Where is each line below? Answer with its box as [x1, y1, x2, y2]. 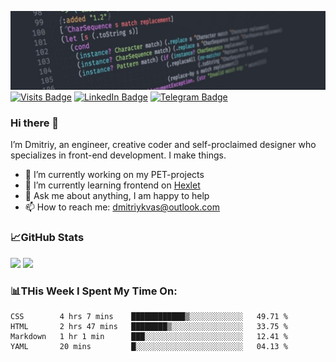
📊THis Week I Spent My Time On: [10, 284, 178, 298]
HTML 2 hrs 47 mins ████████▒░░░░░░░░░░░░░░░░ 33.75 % [10, 321, 288, 331]
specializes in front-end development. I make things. [10, 149, 227, 161]
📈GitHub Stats [10, 231, 85, 245]
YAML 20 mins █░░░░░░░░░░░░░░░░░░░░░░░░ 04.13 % [10, 341, 288, 351]
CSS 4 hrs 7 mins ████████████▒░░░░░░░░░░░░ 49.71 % [10, 311, 288, 321]
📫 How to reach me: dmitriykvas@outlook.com [24, 201, 220, 213]
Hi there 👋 [10, 116, 60, 130]
